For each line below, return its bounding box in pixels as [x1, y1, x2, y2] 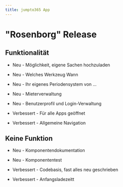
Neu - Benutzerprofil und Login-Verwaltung [12, 100, 102, 106]
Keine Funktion [5, 134, 53, 143]
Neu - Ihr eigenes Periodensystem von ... [12, 81, 97, 87]
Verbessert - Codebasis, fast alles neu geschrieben [12, 167, 119, 173]
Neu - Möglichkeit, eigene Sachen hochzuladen [12, 62, 111, 68]
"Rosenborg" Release [5, 28, 97, 40]
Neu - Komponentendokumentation [12, 148, 85, 154]
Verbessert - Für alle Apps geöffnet [12, 110, 86, 116]
